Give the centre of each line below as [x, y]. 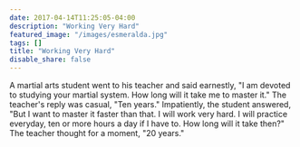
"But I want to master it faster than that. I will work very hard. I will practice [149, 114]
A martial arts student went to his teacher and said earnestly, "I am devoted [150, 85]
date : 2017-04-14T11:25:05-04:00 [73, 18]
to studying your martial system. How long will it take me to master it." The [148, 95]
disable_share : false [50, 60]
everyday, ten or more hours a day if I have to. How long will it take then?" [147, 124]
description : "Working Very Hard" [75, 26]
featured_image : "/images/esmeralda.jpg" [89, 34]
